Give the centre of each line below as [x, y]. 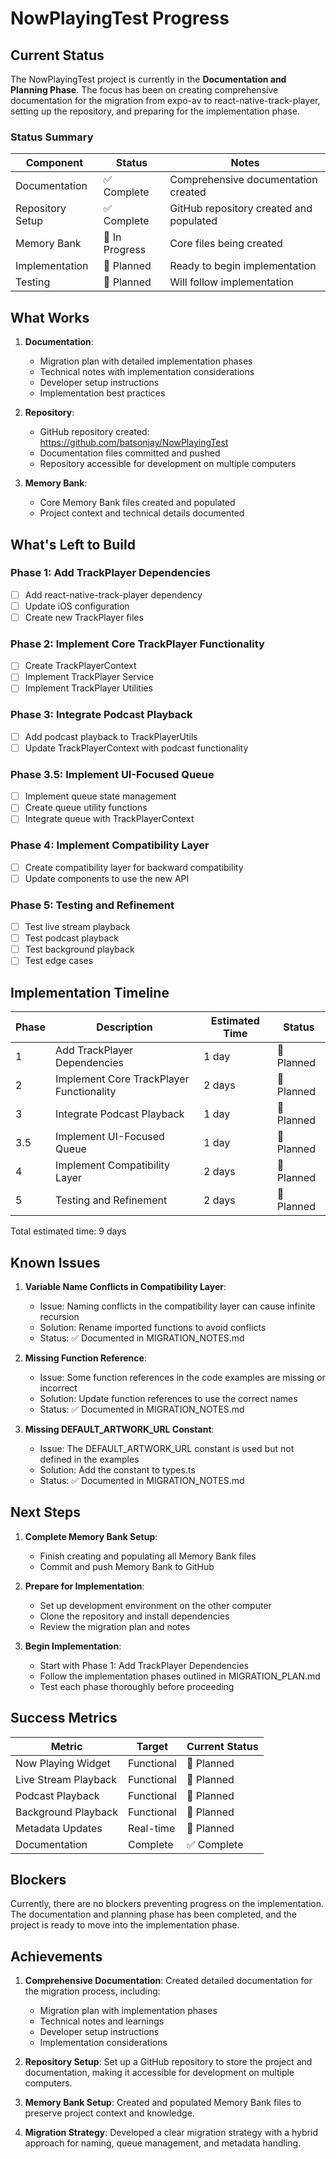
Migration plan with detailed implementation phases [146, 361]
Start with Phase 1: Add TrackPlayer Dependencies [144, 1665]
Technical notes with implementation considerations [147, 372]
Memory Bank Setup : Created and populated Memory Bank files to [163, 2103]
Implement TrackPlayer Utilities [88, 688]
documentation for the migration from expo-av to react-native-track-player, [165, 100]
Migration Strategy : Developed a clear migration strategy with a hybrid [171, 2133]
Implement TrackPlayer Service [89, 677]
